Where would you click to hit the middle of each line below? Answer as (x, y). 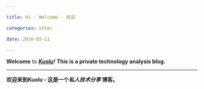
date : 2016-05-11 (28, 39)
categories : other (29, 28)
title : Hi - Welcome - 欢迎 (41, 17)
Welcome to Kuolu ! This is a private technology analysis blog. (86, 62)
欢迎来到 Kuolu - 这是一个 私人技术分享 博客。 (62, 80)
